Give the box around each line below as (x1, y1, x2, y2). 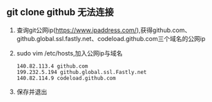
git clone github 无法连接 (6, 6, 115, 18)
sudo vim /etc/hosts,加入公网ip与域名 (16, 49, 123, 57)
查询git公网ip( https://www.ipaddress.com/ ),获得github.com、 (16, 26, 191, 34)
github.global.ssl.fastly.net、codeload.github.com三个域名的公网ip (16, 34, 206, 42)
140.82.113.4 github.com (16, 62, 88, 70)
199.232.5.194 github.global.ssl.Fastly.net (16, 68, 147, 75)
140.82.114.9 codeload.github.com (16, 75, 116, 81)
